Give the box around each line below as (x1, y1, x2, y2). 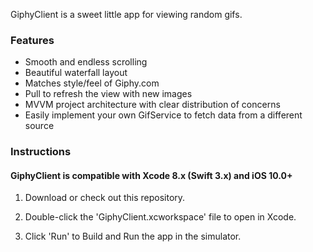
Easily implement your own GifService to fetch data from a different (24, 109, 303, 121)
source (24, 120, 55, 132)
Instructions (10, 145, 72, 159)
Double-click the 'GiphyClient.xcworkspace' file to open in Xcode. (24, 211, 297, 223)
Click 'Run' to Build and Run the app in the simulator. (24, 230, 242, 243)
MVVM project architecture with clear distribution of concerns (24, 99, 281, 111)
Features (10, 33, 55, 47)
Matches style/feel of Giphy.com (24, 77, 160, 89)
